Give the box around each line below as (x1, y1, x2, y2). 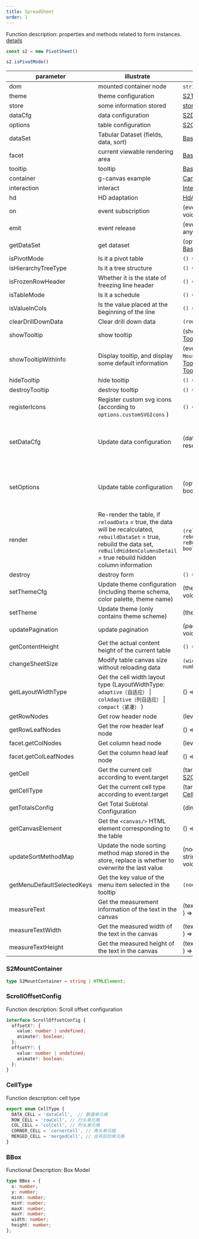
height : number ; (11, 1222, 52, 1228)
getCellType (9, 787, 43, 795)
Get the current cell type (98, 783, 166, 791)
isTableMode (9, 291, 45, 299)
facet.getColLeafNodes (9, 752, 74, 760)
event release (98, 224, 136, 232)
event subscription (98, 207, 150, 216)
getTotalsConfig (9, 804, 54, 812)
